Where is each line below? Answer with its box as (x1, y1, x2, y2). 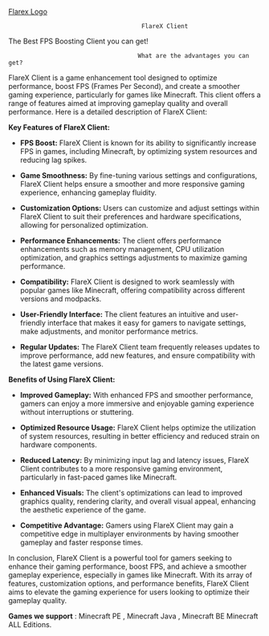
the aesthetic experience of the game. (19, 505, 147, 514)
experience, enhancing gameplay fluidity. (19, 188, 157, 197)
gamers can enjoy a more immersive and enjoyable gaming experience (19, 399, 255, 408)
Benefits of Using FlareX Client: (8, 375, 116, 384)
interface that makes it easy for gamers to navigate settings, (47, 318, 247, 327)
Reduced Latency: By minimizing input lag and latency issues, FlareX (19, 456, 250, 464)
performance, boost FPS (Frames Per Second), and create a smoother (8, 82, 241, 91)
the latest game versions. (19, 359, 104, 368)
